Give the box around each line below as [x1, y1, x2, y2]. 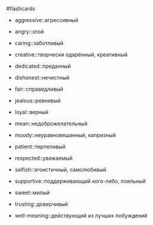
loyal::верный [14, 109, 49, 115]
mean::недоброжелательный [14, 120, 88, 127]
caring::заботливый [14, 40, 64, 46]
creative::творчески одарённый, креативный [14, 51, 128, 58]
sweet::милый [14, 189, 50, 196]
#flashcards [6, 5, 36, 12]
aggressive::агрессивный [14, 17, 78, 23]
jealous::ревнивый [14, 97, 61, 104]
